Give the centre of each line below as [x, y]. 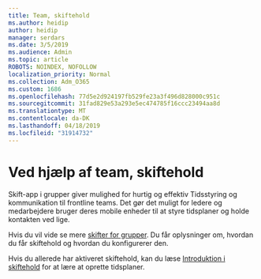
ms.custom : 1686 [35, 89]
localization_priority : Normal [60, 74]
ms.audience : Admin [40, 52]
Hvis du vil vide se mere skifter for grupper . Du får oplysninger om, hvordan [131, 235]
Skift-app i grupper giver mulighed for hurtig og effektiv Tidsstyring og [123, 194]
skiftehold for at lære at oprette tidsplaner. [76, 266]
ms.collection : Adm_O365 [49, 81]
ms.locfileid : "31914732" [50, 133]
